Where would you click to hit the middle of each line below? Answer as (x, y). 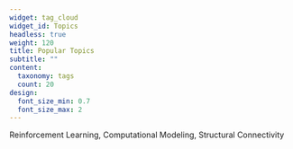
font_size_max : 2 (50, 110)
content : (26, 68)
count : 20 (36, 84)
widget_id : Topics (44, 26)
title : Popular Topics (52, 51)
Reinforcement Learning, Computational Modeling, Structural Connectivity (147, 135)
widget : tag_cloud (44, 18)
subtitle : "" (34, 59)
